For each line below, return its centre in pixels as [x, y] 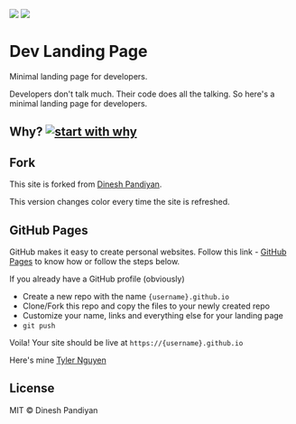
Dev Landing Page [79, 52]
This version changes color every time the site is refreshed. [120, 202]
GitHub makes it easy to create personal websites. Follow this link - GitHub [148, 252]
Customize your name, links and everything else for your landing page [153, 315]
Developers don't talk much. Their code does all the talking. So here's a [142, 94]
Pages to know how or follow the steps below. [95, 261]
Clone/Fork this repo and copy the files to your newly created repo [146, 306]
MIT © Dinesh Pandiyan [54, 410]
